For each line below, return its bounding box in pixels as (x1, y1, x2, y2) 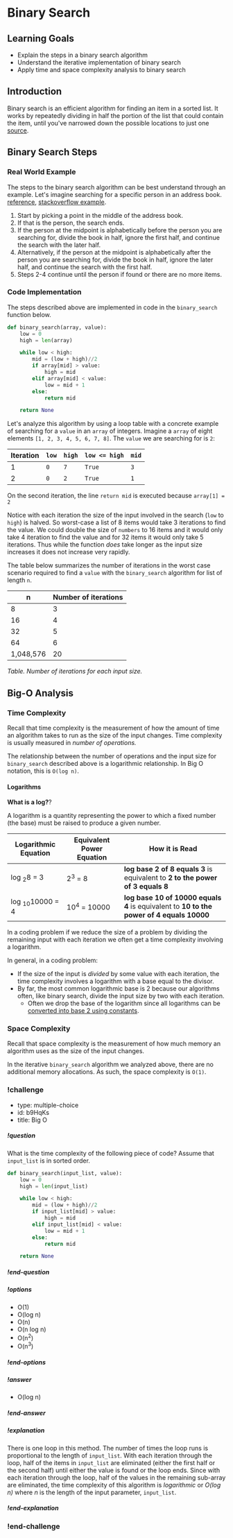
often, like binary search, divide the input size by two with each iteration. (17, 992, 225, 1000)
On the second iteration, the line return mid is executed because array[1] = (7, 491, 225, 500)
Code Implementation (7, 287, 82, 297)
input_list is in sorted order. (7, 1156, 90, 1165)
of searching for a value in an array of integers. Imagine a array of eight (7, 427, 213, 435)
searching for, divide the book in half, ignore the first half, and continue (17, 233, 221, 241)
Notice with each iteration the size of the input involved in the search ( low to (7, 511, 224, 520)
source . (7, 126, 29, 135)
